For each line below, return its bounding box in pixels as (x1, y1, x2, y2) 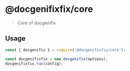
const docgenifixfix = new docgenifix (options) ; (5, 56, 108, 62)
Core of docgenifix (17, 20, 56, 26)
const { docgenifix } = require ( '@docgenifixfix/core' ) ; (5, 47, 126, 53)
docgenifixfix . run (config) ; (5, 61, 64, 66)
